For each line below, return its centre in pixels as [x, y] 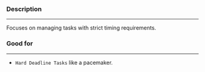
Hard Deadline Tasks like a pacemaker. [64, 62]
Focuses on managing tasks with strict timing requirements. [81, 28]
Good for [20, 44]
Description [24, 9]
